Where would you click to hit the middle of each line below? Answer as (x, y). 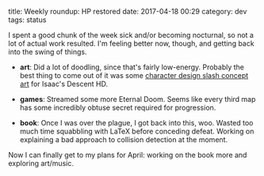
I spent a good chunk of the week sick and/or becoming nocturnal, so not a (131, 35)
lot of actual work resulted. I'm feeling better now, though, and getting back (132, 43)
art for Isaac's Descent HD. (64, 84)
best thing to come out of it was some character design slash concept (134, 75)
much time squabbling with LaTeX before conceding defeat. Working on (137, 131)
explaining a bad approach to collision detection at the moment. (124, 140)
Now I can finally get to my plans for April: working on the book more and (128, 155)
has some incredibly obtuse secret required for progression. (118, 107)
